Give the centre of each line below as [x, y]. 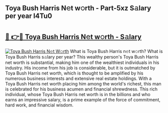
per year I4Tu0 [29, 16]
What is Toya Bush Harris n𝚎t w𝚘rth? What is [116, 51]
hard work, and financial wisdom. [39, 105]
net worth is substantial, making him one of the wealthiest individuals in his [82, 62]
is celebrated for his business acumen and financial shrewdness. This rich [81, 89]
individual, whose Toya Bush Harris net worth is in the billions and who [78, 94]
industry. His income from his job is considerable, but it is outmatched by [80, 68]
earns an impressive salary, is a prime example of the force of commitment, [83, 100]
